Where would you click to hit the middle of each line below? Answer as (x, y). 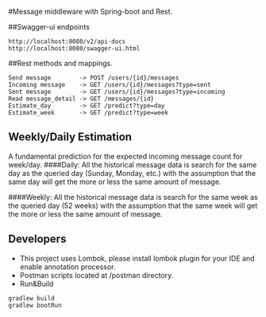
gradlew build (32, 298)
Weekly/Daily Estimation (70, 137)
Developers (37, 239)
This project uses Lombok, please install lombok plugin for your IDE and (137, 258)
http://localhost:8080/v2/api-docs (67, 41)
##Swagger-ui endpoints (49, 27)
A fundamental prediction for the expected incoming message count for (125, 156)
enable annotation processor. (67, 267)
